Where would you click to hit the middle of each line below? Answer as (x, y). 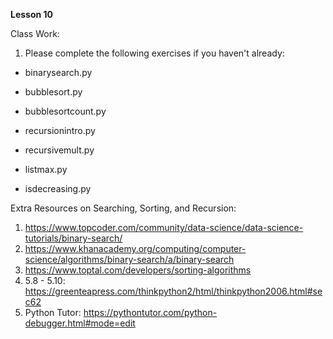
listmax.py (46, 169)
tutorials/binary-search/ (73, 238)
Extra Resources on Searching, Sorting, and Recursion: (123, 208)
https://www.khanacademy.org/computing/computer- (135, 248)
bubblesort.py (53, 92)
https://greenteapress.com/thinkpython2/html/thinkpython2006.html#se (173, 291)
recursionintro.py (60, 130)
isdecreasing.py (58, 188)
